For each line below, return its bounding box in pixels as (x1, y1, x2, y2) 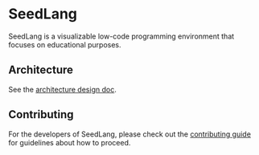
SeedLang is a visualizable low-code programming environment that (8, 31, 235, 41)
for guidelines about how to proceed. (8, 137, 131, 147)
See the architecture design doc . (8, 84, 117, 94)
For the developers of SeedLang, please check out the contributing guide (8, 129, 252, 139)
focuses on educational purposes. (8, 39, 122, 49)
